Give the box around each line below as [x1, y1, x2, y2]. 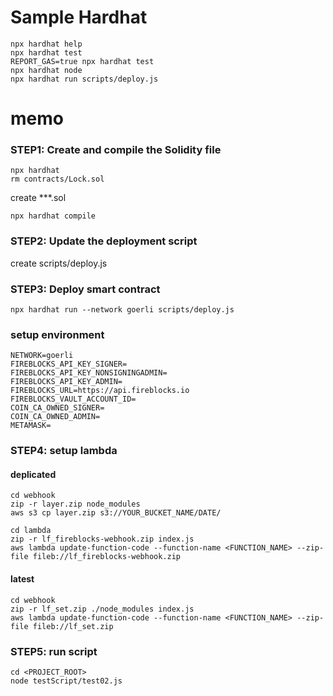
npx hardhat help [10, 39, 83, 49]
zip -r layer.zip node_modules [10, 499, 141, 510]
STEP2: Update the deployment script [10, 234, 198, 248]
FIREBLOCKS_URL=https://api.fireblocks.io [10, 386, 190, 396]
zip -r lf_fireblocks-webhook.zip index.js [10, 534, 195, 545]
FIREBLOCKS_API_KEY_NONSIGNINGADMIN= [10, 368, 168, 378]
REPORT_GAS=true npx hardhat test [10, 56, 155, 66]
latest [10, 573, 35, 585]
